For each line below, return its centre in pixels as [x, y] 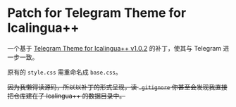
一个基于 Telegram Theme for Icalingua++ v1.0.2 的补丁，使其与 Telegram [114, 48]
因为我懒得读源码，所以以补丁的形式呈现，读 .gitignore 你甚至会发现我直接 [117, 87]
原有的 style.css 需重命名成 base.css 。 [64, 72]
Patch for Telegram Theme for [97, 13]
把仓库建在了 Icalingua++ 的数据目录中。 [66, 96]
